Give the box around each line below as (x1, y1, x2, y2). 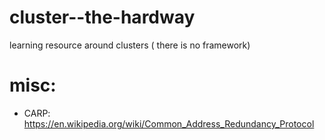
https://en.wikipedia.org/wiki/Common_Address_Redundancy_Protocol (23, 117, 315, 130)
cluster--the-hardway (9, 6, 196, 29)
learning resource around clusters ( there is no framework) (9, 39, 251, 51)
